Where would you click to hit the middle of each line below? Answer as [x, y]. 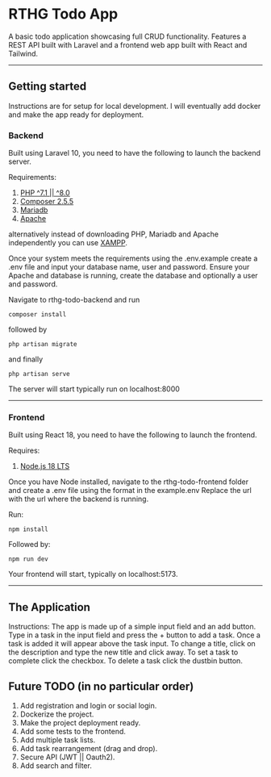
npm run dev [28, 559]
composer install [38, 315]
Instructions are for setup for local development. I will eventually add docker [135, 106]
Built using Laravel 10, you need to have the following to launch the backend [134, 153]
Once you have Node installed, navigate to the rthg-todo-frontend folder [128, 482]
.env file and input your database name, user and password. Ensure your [129, 267]
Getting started [48, 87]
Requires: [24, 451]
